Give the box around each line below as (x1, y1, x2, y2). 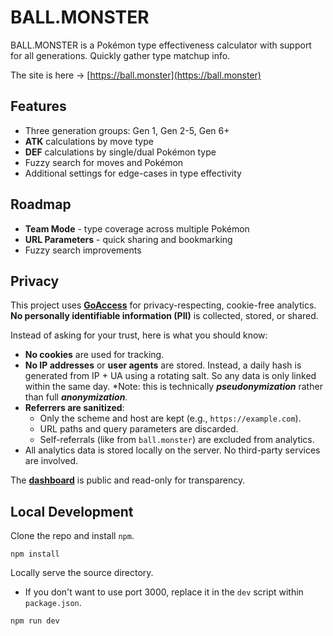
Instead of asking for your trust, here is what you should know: (10, 329, 268, 341)
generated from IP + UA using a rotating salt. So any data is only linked (24, 370, 317, 382)
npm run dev (10, 616, 60, 626)
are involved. (24, 455, 79, 467)
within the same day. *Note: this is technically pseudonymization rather (24, 381, 323, 393)
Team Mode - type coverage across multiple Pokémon (24, 222, 250, 235)
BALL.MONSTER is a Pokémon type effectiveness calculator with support (10, 39, 312, 51)
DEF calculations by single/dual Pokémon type (24, 146, 217, 158)
